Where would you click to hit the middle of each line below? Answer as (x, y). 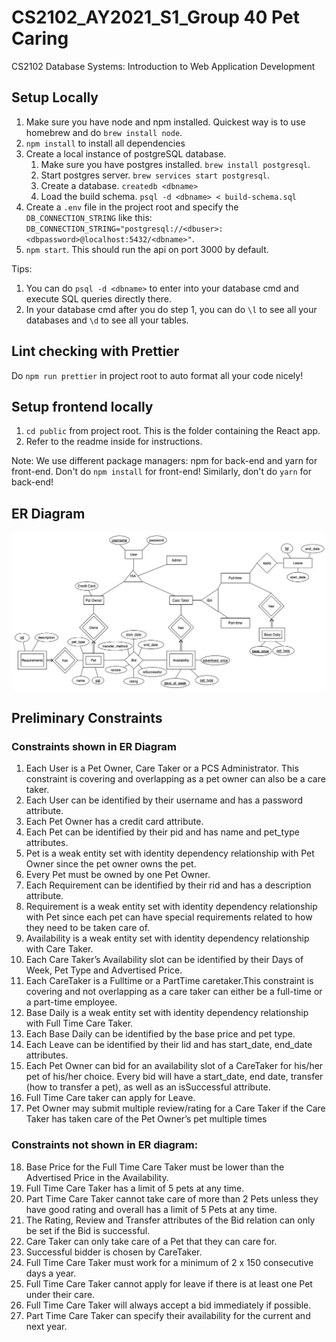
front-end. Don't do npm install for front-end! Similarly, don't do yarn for (161, 472)
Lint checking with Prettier (95, 351)
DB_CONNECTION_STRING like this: (89, 217)
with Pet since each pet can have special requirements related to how (169, 917)
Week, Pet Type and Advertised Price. (104, 970)
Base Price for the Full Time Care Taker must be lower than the (155, 1167)
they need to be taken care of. (88, 928)
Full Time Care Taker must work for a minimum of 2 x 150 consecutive (169, 1262)
